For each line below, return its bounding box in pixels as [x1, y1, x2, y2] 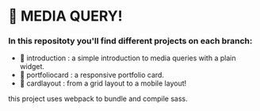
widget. [19, 62, 45, 71]
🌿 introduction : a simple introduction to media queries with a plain [19, 53, 236, 63]
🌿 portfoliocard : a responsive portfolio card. [19, 71, 165, 80]
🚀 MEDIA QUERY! [8, 7, 123, 25]
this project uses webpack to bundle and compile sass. [8, 94, 188, 104]
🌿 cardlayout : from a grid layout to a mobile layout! [19, 78, 187, 88]
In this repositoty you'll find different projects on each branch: [8, 36, 253, 47]
